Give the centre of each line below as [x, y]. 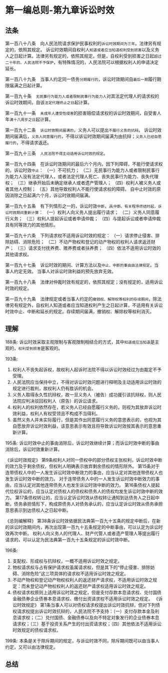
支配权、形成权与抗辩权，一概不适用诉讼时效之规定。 [67, 561]
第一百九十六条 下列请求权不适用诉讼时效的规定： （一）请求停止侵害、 [80, 236]
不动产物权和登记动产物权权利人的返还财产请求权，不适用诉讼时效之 [82, 580]
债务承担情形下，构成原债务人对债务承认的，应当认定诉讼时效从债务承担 [88, 504]
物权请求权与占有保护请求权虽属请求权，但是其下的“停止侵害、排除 [81, 567]
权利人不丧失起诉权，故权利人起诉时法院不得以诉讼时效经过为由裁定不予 [87, 369]
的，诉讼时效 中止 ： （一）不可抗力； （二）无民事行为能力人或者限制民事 [80, 170]
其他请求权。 [18, 254]
